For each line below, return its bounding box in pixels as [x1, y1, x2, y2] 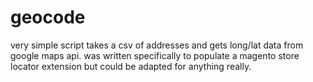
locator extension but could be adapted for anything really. [10, 60, 252, 72]
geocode [10, 6, 86, 29]
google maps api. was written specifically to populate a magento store [10, 49, 300, 61]
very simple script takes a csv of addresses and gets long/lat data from [10, 39, 304, 51]
